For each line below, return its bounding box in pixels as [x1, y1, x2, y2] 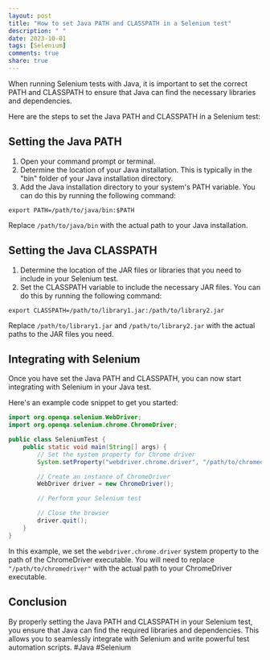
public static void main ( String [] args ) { [22, 442, 167, 451]
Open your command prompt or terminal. [19, 156, 156, 166]
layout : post [8, 11, 52, 20]
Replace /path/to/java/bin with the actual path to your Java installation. [8, 220, 248, 230]
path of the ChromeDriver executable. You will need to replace [8, 554, 215, 564]
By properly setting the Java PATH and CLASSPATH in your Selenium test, [8, 616, 253, 626]
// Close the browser [37, 509, 110, 517]
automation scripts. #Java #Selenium [8, 642, 132, 652]
